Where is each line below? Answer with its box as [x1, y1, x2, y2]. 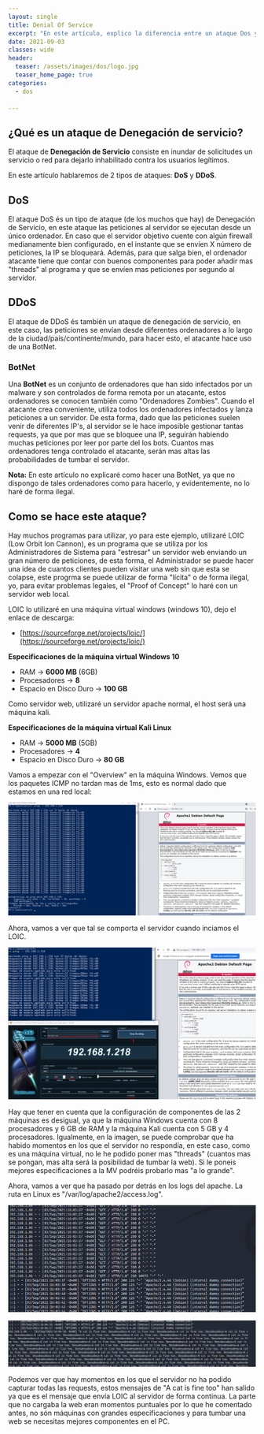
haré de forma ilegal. [8, 487, 75, 497]
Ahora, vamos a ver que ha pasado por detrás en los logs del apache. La [8, 1181, 244, 1190]
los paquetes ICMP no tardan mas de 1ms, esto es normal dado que [8, 778, 227, 788]
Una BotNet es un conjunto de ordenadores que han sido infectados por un [8, 379, 253, 389]
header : [8, 54, 34, 62]
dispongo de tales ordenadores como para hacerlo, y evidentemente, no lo [8, 479, 250, 488]
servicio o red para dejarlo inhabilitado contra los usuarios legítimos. [8, 155, 230, 165]
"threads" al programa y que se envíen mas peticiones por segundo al [8, 265, 235, 274]
